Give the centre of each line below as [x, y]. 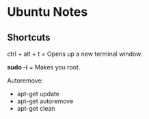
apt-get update [38, 94]
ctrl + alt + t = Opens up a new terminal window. [75, 54]
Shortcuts [29, 37]
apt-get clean [36, 108]
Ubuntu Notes [48, 12]
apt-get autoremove [45, 101]
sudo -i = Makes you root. [44, 67]
